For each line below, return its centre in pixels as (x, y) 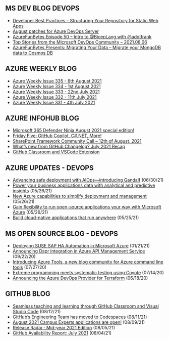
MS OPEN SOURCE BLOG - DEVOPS (62, 233)
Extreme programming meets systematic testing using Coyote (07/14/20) (88, 273)
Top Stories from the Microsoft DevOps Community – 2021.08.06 (80, 42)
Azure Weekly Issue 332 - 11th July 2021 (54, 97)
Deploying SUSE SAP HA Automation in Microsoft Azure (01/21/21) (81, 246)
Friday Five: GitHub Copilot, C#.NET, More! (57, 136)
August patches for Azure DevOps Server (56, 31)
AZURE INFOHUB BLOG (42, 118)
